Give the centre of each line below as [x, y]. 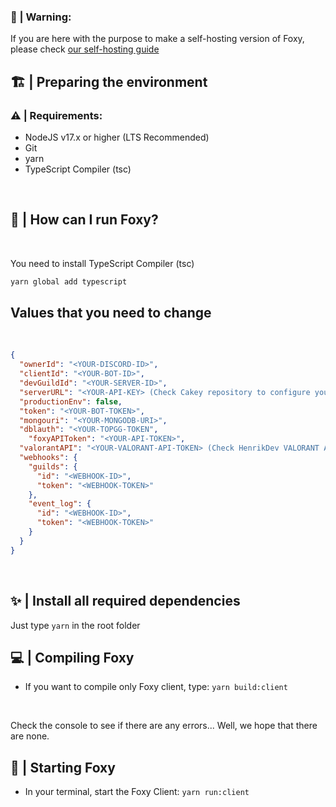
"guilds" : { [53, 466]
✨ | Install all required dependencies [125, 601]
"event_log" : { [60, 504]
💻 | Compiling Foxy [72, 657]
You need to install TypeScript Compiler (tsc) [102, 263]
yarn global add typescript [69, 281]
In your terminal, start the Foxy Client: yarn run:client [137, 792]
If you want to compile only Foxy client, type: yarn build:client [156, 687]
